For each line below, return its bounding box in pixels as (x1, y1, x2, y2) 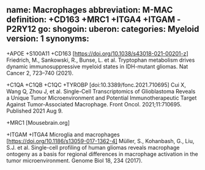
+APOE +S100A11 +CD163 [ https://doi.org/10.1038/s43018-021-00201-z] (6, 50, 188, 57)
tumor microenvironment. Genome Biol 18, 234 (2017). (6, 157, 143, 164)
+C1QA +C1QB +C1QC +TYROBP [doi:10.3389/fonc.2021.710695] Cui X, (6, 81, 187, 88)
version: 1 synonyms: (6, 34, 90, 44)
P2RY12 (6, 24, 37, 34)
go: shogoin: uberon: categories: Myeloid (37, 24, 199, 34)
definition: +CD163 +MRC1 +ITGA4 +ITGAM (6, 15, 176, 25)
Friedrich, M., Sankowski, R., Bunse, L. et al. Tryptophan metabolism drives (6, 56, 195, 64)
